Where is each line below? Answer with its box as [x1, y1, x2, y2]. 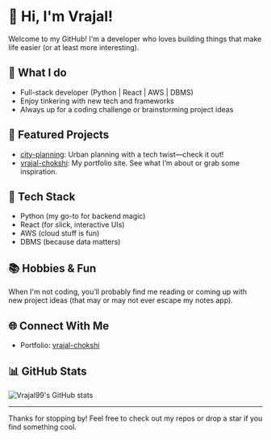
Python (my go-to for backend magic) [19, 212, 146, 221]
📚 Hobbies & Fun [8, 262, 97, 275]
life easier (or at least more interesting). [8, 42, 140, 52]
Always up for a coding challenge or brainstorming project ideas [19, 104, 234, 114]
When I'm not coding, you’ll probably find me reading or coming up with [8, 287, 248, 297]
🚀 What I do [8, 66, 67, 80]
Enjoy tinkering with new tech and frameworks [19, 96, 175, 106]
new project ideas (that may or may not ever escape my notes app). [8, 295, 234, 305]
